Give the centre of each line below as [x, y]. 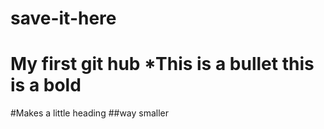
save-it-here [63, 18]
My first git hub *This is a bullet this [162, 64]
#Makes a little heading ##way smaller [90, 113]
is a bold [46, 85]
